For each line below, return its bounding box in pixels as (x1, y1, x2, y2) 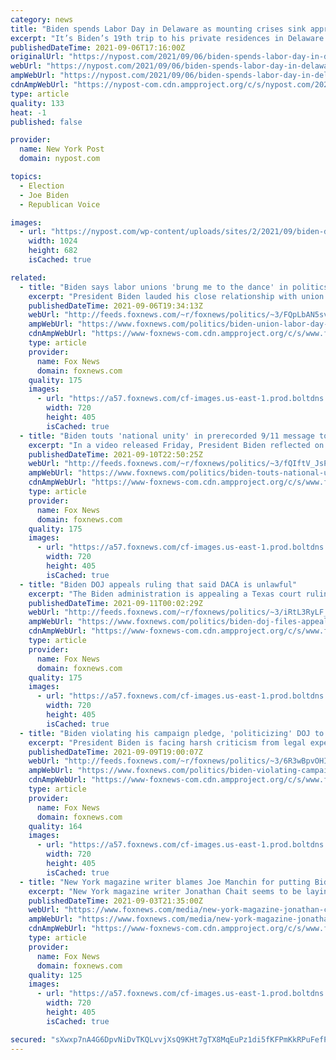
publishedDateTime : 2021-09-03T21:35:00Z (28, 896, 203, 906)
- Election (19, 181, 65, 191)
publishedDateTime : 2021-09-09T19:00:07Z (28, 747, 203, 757)
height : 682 (28, 246, 78, 256)
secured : (10, 1034, 47, 1045)
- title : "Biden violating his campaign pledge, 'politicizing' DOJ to (19, 728, 325, 738)
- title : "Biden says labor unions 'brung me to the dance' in (19, 282, 288, 292)
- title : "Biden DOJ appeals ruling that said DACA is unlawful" (19, 579, 298, 590)
